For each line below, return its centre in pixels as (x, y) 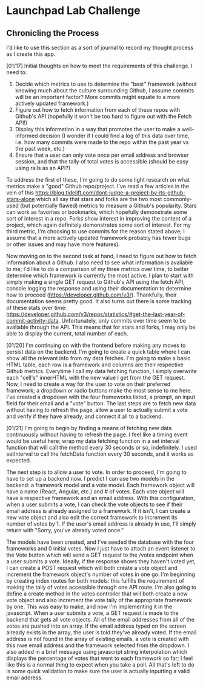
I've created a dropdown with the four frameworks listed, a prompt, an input (101, 397)
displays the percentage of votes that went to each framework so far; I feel (99, 658)
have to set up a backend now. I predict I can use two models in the (90, 478)
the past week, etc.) (40, 149)
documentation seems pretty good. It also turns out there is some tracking (99, 301)
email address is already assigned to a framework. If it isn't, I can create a (98, 511)
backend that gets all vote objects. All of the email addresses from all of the (101, 619)
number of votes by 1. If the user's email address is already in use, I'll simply (101, 524)
